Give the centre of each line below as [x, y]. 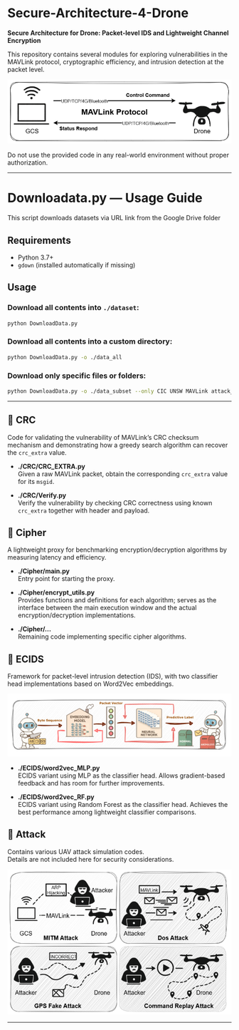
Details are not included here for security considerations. [91, 859]
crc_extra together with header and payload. [84, 510]
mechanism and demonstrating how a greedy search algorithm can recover [118, 445]
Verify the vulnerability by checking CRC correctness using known [115, 503]
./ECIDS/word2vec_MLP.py [59, 768]
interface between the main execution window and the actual [107, 608]
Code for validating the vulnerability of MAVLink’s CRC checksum [103, 437]
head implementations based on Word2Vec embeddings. [91, 684]
